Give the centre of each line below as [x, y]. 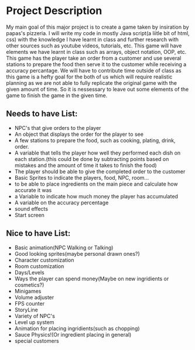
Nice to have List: [38, 233]
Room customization [39, 266]
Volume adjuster [34, 297]
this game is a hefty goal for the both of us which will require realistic [89, 77]
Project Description [54, 11]
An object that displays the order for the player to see [79, 134]
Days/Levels [30, 272]
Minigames [28, 291]
